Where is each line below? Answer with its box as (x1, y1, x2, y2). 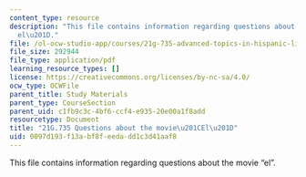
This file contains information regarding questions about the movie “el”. (9, 157, 276, 168)
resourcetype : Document (9, 115, 100, 124)
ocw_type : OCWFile (9, 81, 79, 90)
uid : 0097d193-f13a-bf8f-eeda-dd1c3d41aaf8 (9, 132, 178, 141)
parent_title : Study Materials (9, 89, 128, 99)
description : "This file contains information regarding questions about (9, 22, 296, 31)
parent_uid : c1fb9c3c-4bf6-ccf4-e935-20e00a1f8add (9, 107, 206, 116)
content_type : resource (9, 13, 100, 23)
